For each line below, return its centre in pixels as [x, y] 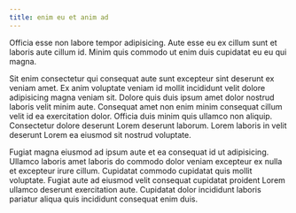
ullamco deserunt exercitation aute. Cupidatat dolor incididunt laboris [135, 189]
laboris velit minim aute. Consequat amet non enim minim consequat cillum [146, 106]
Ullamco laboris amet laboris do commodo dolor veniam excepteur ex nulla [146, 161]
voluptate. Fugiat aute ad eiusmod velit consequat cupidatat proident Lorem [148, 180]
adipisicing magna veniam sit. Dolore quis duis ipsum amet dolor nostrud [142, 97]
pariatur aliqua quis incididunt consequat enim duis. [103, 199]
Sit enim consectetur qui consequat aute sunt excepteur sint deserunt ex [142, 78]
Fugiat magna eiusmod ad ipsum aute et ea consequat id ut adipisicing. [139, 152]
